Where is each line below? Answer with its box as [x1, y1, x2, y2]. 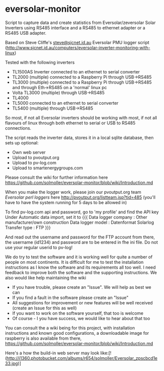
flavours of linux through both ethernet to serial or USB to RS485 [5, 120, 136, 126]
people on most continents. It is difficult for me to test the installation [5, 259, 144, 265]
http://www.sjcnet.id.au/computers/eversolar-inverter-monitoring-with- [6, 45, 150, 50]
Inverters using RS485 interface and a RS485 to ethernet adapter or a [5, 24, 145, 30]
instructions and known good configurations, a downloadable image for [5, 330, 149, 336]
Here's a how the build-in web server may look [5, 350, 99, 356]
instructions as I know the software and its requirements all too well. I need [5, 264, 156, 270]
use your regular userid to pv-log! [5, 244, 73, 250]
